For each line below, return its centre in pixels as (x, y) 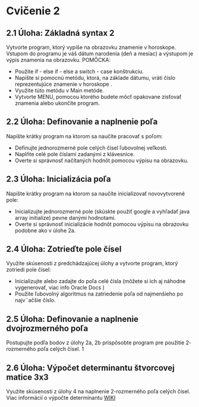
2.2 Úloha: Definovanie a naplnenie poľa (82, 122)
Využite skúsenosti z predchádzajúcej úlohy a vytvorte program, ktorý (92, 263)
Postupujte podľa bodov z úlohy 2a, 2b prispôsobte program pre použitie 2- (99, 343)
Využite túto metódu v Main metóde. (59, 90)
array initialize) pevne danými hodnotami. (65, 218)
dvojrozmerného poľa (47, 328)
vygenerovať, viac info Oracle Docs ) (60, 288)
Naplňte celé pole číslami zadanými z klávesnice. (75, 154)
